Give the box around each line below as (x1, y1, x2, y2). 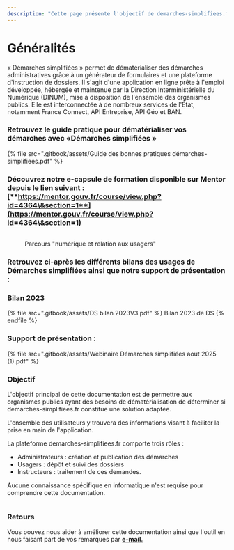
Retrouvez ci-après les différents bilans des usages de (7, 257, 196, 267)
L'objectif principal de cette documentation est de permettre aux (7, 390, 192, 398)
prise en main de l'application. (7, 425, 94, 434)
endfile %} (7, 316, 38, 324)
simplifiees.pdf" (7, 157, 53, 165)
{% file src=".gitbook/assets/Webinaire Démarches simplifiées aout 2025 (7, 349, 217, 358)
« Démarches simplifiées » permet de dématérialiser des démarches (7, 63, 203, 72)
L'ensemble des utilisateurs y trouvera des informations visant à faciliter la (7, 418, 220, 427)
